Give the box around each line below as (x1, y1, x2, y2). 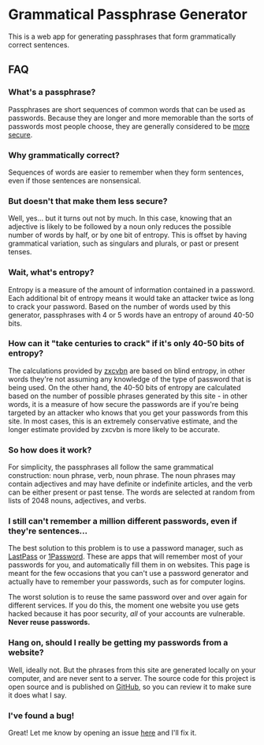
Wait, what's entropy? (8, 267, 95, 278)
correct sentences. (8, 40, 69, 49)
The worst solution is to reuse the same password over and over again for (8, 593, 247, 602)
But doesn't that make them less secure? (8, 195, 168, 206)
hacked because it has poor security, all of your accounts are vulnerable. (8, 609, 246, 619)
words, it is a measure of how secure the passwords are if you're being (8, 399, 239, 408)
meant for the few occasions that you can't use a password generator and (8, 569, 249, 578)
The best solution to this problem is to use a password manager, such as (8, 544, 244, 553)
